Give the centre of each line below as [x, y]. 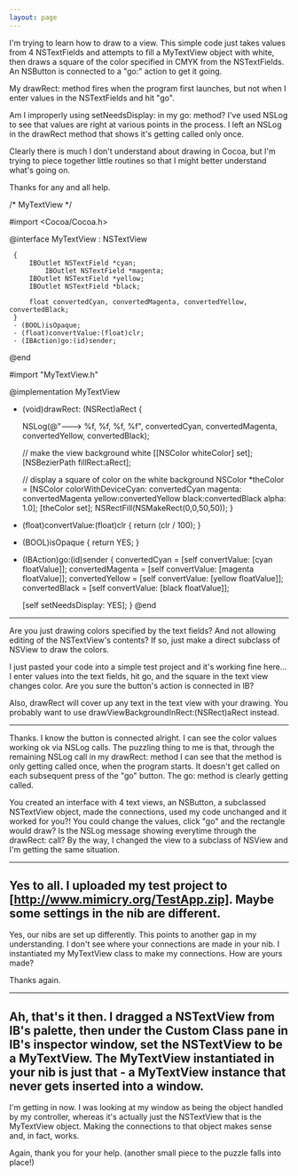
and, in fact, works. [44, 1136]
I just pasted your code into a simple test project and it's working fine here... [148, 667]
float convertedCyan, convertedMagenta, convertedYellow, [138, 302]
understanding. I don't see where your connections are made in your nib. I [145, 944]
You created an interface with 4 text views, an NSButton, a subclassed [137, 802]
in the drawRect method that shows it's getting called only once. [127, 133]
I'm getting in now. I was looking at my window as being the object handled [146, 1108]
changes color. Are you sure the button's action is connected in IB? [132, 685]
